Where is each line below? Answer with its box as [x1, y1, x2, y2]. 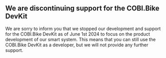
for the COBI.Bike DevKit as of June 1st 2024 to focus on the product [5, 31, 150, 37]
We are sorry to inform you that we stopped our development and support [5, 25, 161, 32]
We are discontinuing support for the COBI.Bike [5, 4, 160, 13]
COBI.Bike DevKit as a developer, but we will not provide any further [5, 42, 149, 48]
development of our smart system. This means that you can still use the [5, 36, 156, 42]
